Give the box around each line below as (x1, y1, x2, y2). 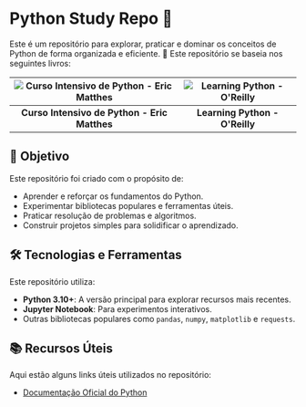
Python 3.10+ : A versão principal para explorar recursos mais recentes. (22, 294, 291, 305)
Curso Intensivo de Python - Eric (21, 106, 168, 119)
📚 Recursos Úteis (9, 340, 114, 356)
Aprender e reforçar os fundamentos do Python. (22, 191, 204, 202)
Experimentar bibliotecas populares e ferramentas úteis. (22, 200, 234, 211)
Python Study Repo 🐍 (9, 8, 173, 29)
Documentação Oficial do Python (22, 387, 148, 398)
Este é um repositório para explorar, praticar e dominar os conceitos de (9, 38, 277, 49)
